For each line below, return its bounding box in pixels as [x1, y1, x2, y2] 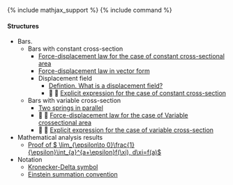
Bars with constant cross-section [27, 45, 123, 53]
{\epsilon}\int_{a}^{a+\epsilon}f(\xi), [27, 148, 131, 156]
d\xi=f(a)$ [132, 148, 162, 156]
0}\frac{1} [106, 140, 135, 149]
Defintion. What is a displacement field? [48, 81, 163, 90]
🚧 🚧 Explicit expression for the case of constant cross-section [48, 89, 227, 97]
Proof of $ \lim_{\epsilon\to [27, 140, 105, 149]
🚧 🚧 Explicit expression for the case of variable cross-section [38, 126, 214, 134]
